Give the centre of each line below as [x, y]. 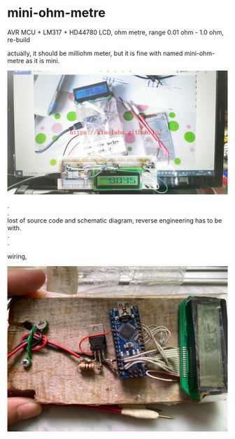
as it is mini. [43, 60]
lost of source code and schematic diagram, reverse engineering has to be [115, 221]
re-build [19, 39]
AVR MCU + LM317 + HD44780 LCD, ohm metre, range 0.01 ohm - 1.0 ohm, [115, 32]
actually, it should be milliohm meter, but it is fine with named [95, 53]
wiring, [17, 256]
